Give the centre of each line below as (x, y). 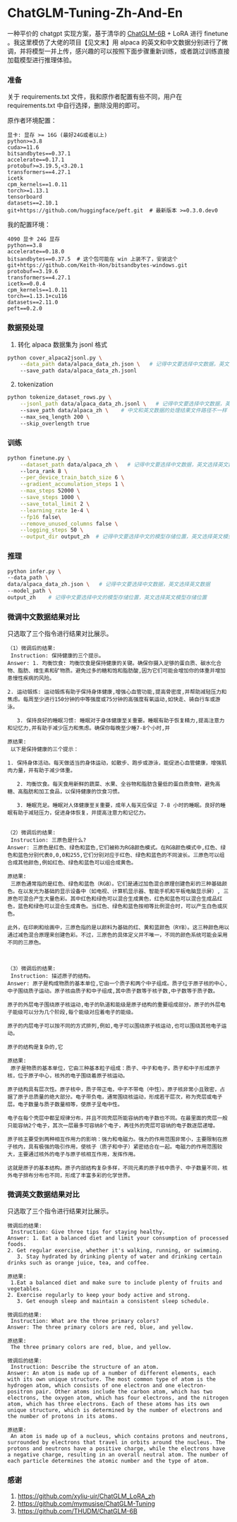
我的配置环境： (29, 224)
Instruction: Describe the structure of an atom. (85, 1367)
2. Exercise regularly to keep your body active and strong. (99, 1295)
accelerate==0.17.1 (36, 160)
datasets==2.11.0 (33, 302)
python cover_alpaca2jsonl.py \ (55, 358)
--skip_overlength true (55, 424)
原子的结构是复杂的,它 (35, 1047)
